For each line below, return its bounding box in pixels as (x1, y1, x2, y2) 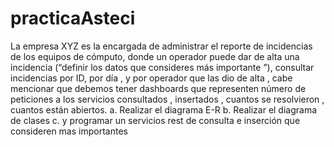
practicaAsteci (10, 7, 136, 30)
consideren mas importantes (10, 125, 128, 137)
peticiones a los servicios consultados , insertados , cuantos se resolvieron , (10, 93, 325, 105)
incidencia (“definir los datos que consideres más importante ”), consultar (10, 61, 315, 73)
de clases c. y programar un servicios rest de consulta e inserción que (10, 114, 301, 126)
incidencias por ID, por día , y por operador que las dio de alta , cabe (10, 72, 293, 84)
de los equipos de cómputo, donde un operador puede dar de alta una (10, 50, 300, 62)
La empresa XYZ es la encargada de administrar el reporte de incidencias (10, 40, 313, 52)
